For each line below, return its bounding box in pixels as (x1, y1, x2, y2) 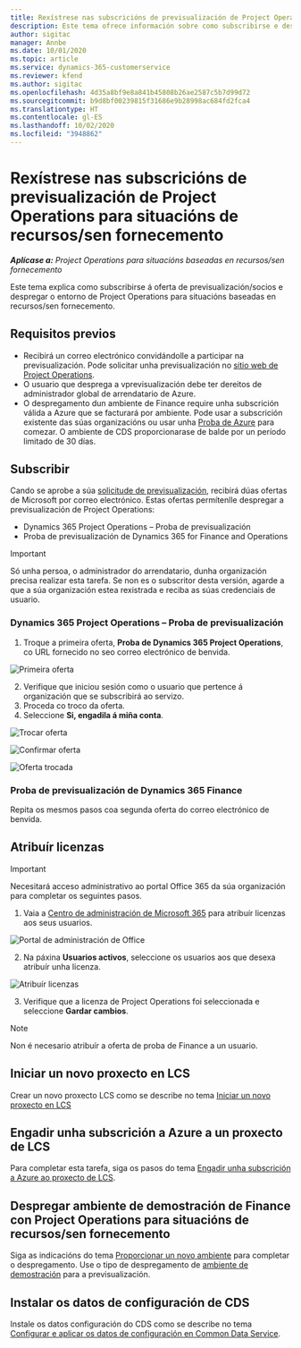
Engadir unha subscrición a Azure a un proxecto (10, 1125, 284, 1140)
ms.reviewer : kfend (10, 72, 83, 81)
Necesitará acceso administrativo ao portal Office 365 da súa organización (10, 880, 286, 891)
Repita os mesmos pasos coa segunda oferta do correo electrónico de (10, 804, 271, 815)
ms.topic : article (10, 55, 79, 64)
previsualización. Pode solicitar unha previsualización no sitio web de (22, 360, 279, 370)
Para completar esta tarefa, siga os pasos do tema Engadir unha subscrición (10, 1163, 291, 1174)
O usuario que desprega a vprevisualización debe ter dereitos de (22, 378, 263, 389)
